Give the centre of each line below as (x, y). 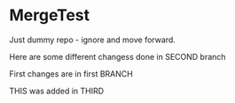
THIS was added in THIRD (57, 91)
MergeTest (50, 15)
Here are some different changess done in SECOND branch (117, 56)
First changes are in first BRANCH (71, 74)
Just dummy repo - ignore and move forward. (92, 40)
